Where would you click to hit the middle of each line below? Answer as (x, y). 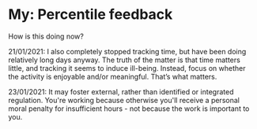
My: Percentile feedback (91, 15)
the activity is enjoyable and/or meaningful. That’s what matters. (113, 76)
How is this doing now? (46, 36)
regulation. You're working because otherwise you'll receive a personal (124, 100)
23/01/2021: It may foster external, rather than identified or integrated (121, 91)
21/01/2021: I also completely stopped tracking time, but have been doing (127, 51)
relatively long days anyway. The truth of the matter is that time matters (125, 60)
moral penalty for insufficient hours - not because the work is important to (129, 109)
